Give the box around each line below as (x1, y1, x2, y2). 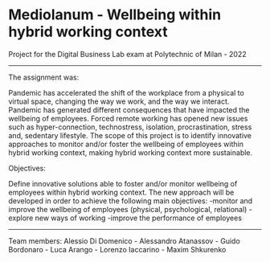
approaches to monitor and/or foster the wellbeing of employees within (8, 139, 243, 149)
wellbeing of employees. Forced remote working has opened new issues (8, 113, 248, 123)
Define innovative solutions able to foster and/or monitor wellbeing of (8, 178, 238, 188)
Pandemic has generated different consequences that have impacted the (8, 104, 251, 114)
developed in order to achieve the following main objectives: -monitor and (8, 195, 253, 206)
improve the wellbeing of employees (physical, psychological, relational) (8, 204, 247, 214)
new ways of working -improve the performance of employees (35, 213, 243, 223)
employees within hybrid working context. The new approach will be (8, 187, 235, 197)
